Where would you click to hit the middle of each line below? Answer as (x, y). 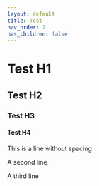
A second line (27, 162)
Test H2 (25, 95)
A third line (23, 176)
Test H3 (21, 115)
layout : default (31, 14)
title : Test (25, 21)
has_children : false (38, 34)
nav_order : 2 (27, 27)
